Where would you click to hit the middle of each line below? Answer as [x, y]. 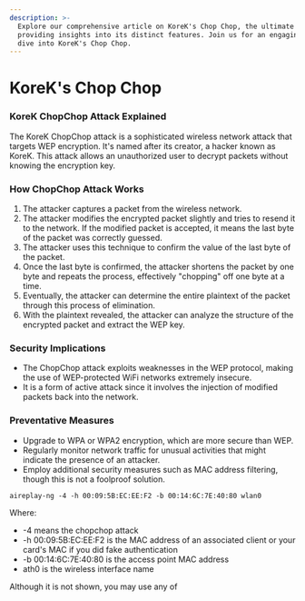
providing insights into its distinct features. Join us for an [142, 35]
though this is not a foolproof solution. [93, 479]
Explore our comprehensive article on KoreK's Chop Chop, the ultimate [156, 26]
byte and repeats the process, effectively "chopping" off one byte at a [153, 276]
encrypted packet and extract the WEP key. [104, 325]
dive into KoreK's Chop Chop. [74, 43]
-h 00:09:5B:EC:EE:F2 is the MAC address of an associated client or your [159, 540]
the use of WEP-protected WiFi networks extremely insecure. [137, 377]
